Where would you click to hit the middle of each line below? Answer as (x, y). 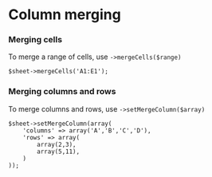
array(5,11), (59, 151)
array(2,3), (57, 144)
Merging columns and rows (62, 92)
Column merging (65, 15)
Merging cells (35, 40)
